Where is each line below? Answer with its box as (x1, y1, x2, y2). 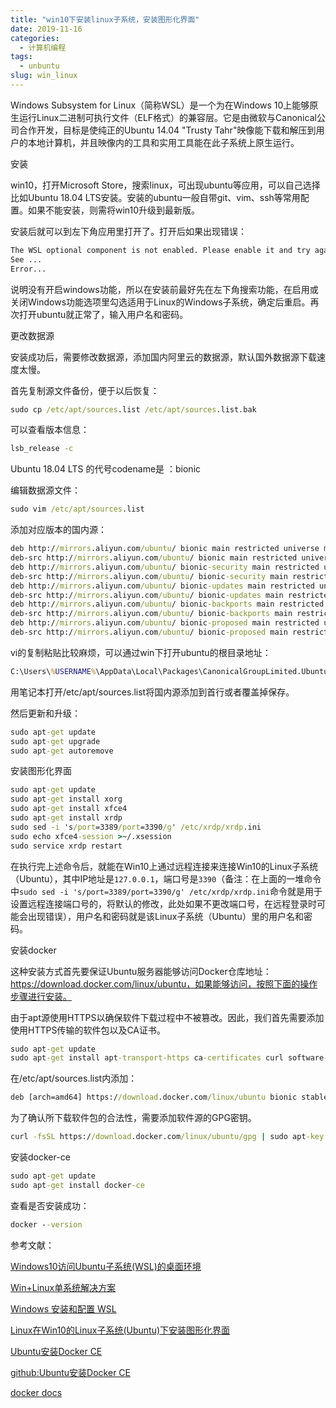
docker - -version (10, 1219, 83, 1230)
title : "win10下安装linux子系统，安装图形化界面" (10, 14, 200, 25)
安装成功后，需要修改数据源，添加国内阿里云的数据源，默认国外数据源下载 (10, 351, 317, 363)
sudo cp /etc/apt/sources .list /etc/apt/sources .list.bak (10, 404, 257, 415)
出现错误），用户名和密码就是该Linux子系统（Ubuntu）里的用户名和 (27, 910, 304, 922)
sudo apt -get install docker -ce (10, 1180, 145, 1190)
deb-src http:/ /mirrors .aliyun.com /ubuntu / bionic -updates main (10, 590, 284, 600)
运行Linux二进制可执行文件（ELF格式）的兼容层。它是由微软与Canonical (18, 111, 317, 123)
